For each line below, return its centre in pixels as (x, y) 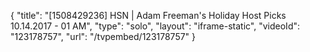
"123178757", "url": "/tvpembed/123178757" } (103, 36)
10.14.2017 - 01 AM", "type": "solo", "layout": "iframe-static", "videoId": (155, 26)
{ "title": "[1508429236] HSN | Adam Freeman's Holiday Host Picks (148, 15)
